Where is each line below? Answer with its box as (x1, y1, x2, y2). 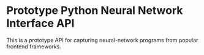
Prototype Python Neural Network (6, 4, 183, 18)
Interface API (6, 16, 75, 30)
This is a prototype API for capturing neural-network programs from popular (6, 36, 198, 44)
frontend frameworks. (6, 43, 61, 50)
